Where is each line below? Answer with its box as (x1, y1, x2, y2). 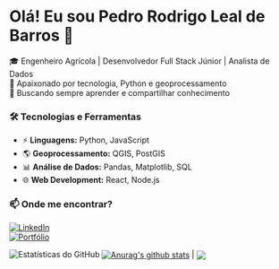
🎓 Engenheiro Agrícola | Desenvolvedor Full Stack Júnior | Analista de (9, 56, 270, 66)
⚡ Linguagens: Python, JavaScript (21, 134, 150, 145)
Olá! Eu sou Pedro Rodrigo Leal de (9, 6, 266, 27)
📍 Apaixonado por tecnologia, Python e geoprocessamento (9, 78, 227, 89)
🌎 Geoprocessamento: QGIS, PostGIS (21, 148, 165, 159)
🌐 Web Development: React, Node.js (21, 175, 160, 186)
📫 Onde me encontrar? (9, 198, 114, 211)
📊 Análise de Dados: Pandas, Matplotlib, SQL (21, 161, 192, 172)
